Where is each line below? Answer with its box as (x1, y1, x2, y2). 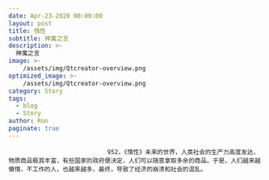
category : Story (8, 86, 63, 95)
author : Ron (8, 117, 48, 125)
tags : (8, 94, 27, 103)
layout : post (8, 19, 53, 27)
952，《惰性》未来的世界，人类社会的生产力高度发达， (107, 148, 260, 156)
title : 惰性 (8, 27, 46, 35)
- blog (15, 102, 38, 110)
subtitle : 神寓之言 (8, 34, 69, 43)
